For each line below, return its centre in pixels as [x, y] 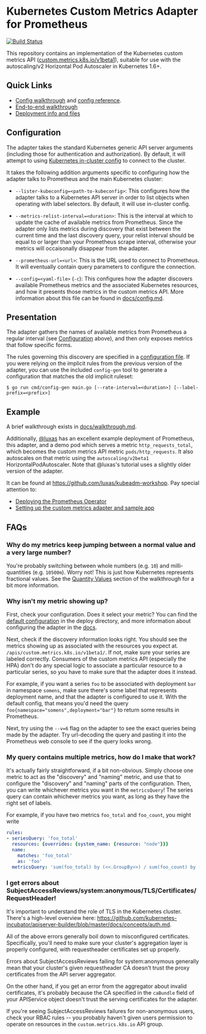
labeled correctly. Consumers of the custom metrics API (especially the [96, 659]
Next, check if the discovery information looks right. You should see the [97, 640]
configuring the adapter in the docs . [52, 627]
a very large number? [39, 552]
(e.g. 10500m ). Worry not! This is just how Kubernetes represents [113, 572]
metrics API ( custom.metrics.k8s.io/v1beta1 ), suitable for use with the [93, 59]
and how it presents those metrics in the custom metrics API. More [99, 291]
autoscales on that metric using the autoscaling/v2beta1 [78, 458]
